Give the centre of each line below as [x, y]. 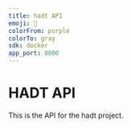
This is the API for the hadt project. [66, 115]
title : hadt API [35, 16]
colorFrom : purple [39, 31]
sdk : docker [28, 46]
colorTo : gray [32, 38]
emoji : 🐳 [23, 23]
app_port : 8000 [34, 53]
